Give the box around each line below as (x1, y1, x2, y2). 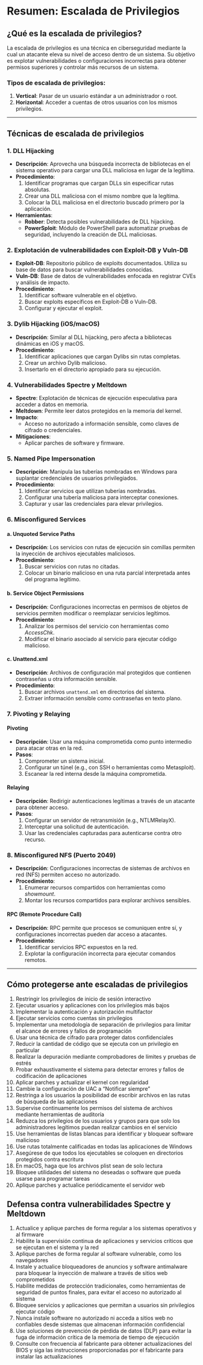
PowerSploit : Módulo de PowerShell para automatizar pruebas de (24, 224, 189, 231)
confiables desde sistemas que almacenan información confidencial (15, 1321, 185, 1328)
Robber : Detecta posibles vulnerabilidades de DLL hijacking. (24, 218, 175, 225)
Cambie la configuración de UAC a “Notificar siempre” (15, 1085, 151, 1092)
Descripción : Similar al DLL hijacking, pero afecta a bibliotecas (15, 334, 172, 341)
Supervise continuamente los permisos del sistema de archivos (15, 1105, 173, 1112)
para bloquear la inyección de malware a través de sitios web (15, 1270, 168, 1277)
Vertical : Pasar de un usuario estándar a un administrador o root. (15, 92, 178, 100)
